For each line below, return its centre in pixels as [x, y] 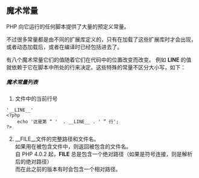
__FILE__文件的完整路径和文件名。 [57, 139]
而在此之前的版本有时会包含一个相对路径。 [68, 169]
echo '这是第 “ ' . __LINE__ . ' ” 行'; [68, 122]
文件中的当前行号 [36, 98]
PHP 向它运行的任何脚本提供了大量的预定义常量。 [68, 27]
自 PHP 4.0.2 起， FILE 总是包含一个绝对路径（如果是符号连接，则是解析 [104, 154]
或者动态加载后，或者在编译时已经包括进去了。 [64, 46]
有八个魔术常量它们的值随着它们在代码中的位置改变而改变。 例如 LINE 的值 [99, 60]
